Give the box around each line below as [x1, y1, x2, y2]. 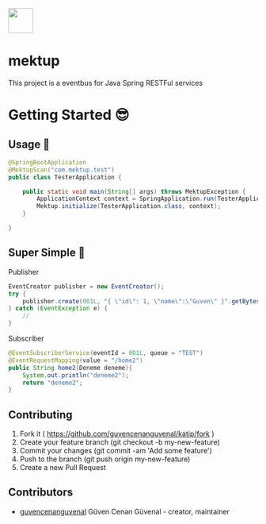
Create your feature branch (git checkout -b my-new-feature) [19, 437, 220, 447]
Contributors [8, 486, 74, 499]
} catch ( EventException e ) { [8, 305, 108, 313]
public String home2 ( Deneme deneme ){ [8, 364, 133, 372]
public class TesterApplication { [8, 173, 123, 181]
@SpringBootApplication [8, 158, 87, 166]
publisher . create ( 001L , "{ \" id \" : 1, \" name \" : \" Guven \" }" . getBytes [22, 297, 260, 305]
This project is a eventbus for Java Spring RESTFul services [8, 78, 203, 87]
